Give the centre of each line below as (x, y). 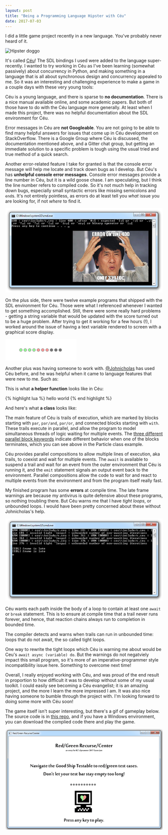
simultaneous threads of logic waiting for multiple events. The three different (84, 433)
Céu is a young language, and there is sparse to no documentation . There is (84, 97)
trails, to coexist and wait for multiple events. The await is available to (77, 459)
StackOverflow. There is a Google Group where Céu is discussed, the (76, 138)
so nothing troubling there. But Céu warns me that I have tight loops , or (78, 500)
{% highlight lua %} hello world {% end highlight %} (59, 398)
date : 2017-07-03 (23, 21)
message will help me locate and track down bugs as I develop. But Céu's (81, 169)
